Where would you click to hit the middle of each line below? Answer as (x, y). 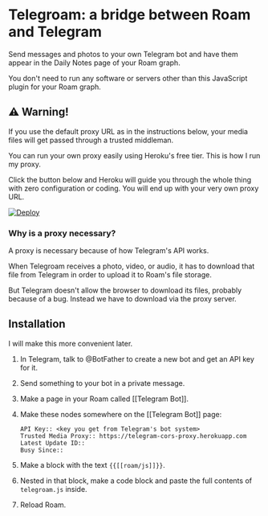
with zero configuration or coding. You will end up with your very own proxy (134, 188)
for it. (29, 367)
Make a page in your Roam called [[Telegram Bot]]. (104, 399)
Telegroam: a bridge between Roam (130, 15)
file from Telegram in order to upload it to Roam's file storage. (110, 275)
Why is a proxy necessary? (62, 233)
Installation (37, 324)
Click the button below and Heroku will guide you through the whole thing (130, 179)
